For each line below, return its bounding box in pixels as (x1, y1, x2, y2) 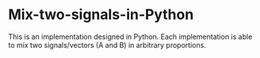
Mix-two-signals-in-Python (8, 6, 194, 24)
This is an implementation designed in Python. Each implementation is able (8, 32, 253, 41)
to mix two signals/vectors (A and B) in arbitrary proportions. (8, 40, 206, 49)
